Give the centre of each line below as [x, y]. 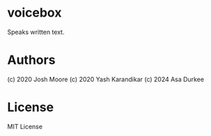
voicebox [34, 13]
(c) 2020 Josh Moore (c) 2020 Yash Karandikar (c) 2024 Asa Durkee [105, 79]
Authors [31, 60]
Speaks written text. [36, 32]
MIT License [25, 126]
